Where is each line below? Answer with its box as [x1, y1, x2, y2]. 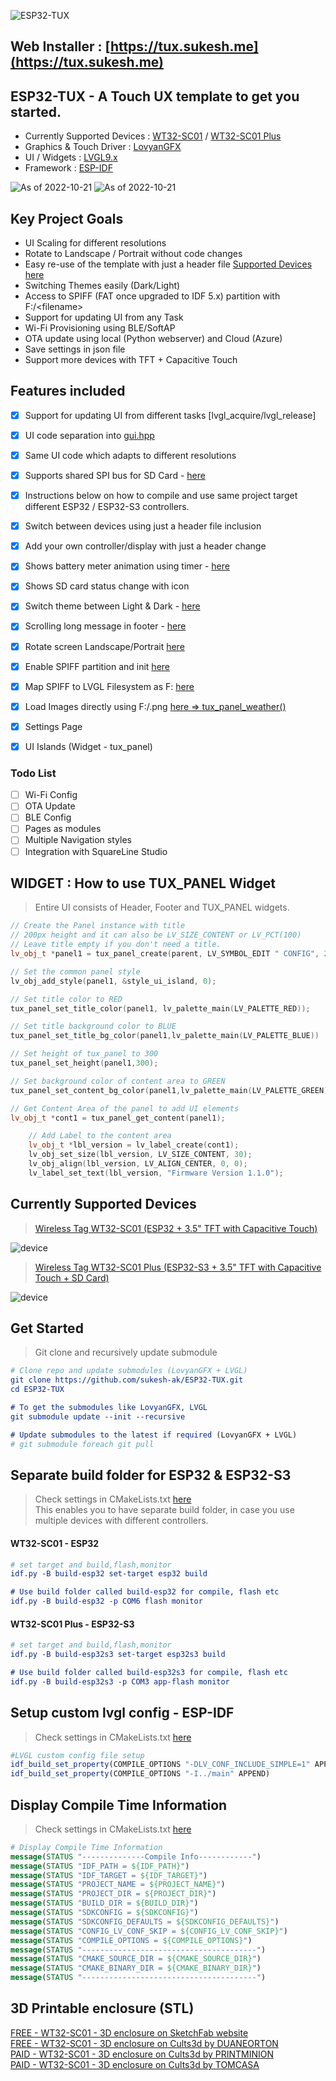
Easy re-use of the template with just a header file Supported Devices [24, 258, 313, 270]
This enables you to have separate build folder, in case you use [34, 1504, 295, 1516]
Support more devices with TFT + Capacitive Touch [24, 354, 238, 366]
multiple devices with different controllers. [34, 1515, 209, 1527]
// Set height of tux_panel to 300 [10, 1049, 159, 1059]
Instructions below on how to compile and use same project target [24, 490, 298, 502]
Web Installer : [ [10, 38, 111, 55]
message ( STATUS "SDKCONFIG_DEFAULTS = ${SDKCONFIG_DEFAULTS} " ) [10, 1916, 280, 1927]
